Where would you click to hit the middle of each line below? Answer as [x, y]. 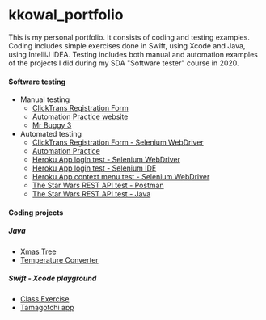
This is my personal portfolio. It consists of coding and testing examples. [129, 37]
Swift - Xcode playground [53, 278]
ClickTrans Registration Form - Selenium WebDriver [118, 142]
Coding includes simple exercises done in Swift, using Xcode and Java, [127, 45]
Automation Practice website [80, 117]
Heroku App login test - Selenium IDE [94, 168]
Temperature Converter [59, 259]
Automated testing [51, 134]
